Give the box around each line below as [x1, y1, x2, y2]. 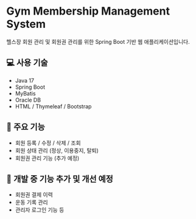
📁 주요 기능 [6, 122, 46, 132]
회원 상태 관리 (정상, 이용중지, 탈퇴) [15, 147, 99, 154]
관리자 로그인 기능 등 [15, 206, 65, 214]
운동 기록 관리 [15, 199, 48, 206]
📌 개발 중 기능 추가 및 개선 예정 [6, 173, 114, 184]
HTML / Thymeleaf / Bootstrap [15, 102, 92, 110]
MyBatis [15, 89, 36, 97]
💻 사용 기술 [6, 58, 48, 68]
